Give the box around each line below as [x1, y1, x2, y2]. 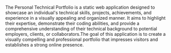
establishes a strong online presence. [5, 42, 84, 47]
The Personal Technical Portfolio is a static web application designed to [5, 5, 155, 10]
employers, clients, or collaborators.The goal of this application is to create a [5, 31, 166, 37]
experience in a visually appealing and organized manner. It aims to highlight [5, 15, 166, 21]
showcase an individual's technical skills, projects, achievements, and [5, 10, 152, 16]
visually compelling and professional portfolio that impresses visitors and [5, 36, 158, 42]
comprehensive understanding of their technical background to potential [5, 26, 157, 32]
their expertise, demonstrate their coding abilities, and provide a [5, 20, 140, 26]
